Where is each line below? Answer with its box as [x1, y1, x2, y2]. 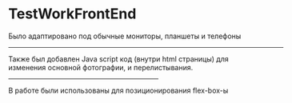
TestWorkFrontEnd [8, 5, 137, 23]
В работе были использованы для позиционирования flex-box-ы [8, 85, 229, 95]
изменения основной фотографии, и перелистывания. [8, 62, 194, 72]
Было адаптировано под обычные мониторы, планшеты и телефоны [8, 31, 242, 41]
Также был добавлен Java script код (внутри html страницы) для [8, 53, 230, 64]
